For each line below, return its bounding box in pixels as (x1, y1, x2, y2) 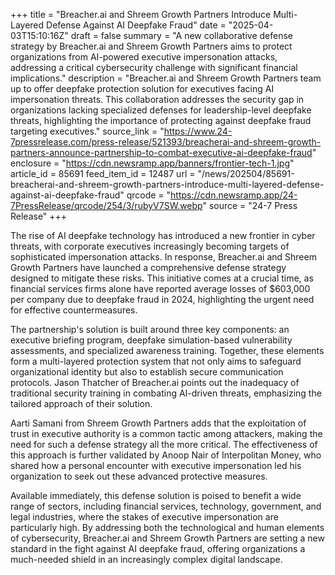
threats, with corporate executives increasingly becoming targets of (10, 240, 290, 252)
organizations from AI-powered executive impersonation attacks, (10, 51, 278, 63)
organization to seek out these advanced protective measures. (10, 470, 268, 482)
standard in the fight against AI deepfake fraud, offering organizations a (10, 543, 306, 554)
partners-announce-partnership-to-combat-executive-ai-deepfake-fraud (10, 147, 313, 158)
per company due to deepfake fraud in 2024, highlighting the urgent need (10, 294, 315, 305)
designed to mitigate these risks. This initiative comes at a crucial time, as (10, 272, 314, 284)
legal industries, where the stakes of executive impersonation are (10, 511, 279, 523)
